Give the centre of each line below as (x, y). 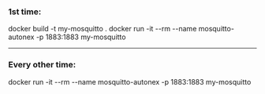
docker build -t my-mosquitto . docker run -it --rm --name (103, 29)
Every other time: (42, 65)
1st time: (25, 12)
